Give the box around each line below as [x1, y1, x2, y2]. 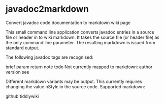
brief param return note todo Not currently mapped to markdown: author [5, 64, 153, 70]
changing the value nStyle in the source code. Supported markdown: [5, 83, 145, 89]
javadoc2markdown [5, 3, 89, 15]
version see [5, 69, 30, 75]
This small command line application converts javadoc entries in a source [5, 29, 155, 35]
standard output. [5, 45, 39, 51]
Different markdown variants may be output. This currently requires [5, 78, 142, 84]
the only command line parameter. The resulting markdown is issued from [5, 39, 156, 45]
